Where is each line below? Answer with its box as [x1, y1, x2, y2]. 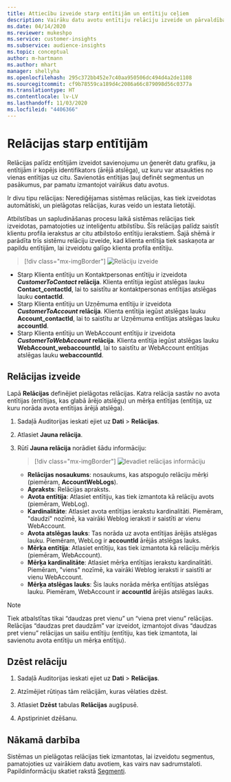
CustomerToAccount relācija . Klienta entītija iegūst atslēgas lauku [16, 307, 206, 315]
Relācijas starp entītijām [7, 136, 148, 151]
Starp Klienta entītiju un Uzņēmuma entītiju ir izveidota [16, 299, 172, 308]
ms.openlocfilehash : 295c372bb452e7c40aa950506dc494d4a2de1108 [7, 74, 192, 81]
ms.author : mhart [7, 61, 57, 68]
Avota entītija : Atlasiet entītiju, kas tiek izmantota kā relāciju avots [27, 492, 214, 500]
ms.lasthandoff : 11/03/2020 [7, 100, 88, 107]
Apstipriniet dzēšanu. [16, 714, 78, 723]
